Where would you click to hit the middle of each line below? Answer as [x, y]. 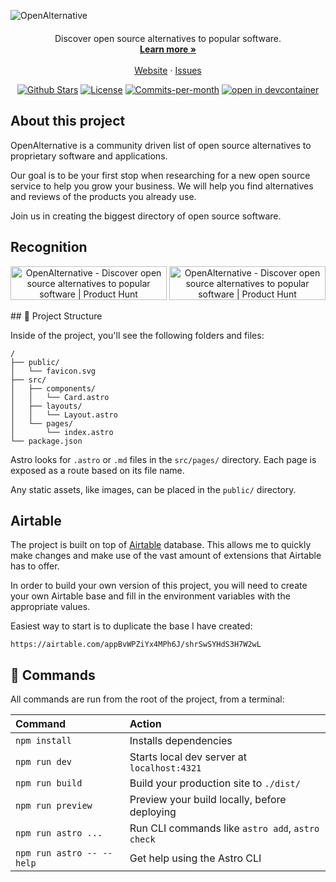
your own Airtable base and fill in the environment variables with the [150, 596]
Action [145, 724]
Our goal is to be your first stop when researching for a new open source [160, 175]
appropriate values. [50, 607]
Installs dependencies [181, 741]
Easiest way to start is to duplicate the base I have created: [131, 626]
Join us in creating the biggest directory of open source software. [146, 216]
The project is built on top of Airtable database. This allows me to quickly [161, 545]
